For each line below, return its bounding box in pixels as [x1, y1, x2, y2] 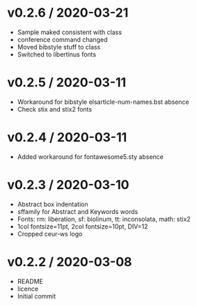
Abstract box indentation [17, 200, 88, 208]
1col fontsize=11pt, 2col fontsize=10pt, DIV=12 [17, 222, 148, 231]
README [17, 277, 44, 285]
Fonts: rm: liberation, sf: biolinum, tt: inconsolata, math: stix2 [17, 215, 191, 223]
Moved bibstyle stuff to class [17, 43, 101, 51]
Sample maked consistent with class [17, 28, 123, 36]
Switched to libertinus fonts [17, 50, 96, 59]
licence [17, 284, 39, 293]
